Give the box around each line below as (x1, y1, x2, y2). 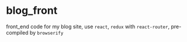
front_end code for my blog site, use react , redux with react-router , (6, 23, 170, 30)
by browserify (29, 29, 64, 36)
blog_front (6, 4, 58, 17)
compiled (6, 29, 29, 36)
